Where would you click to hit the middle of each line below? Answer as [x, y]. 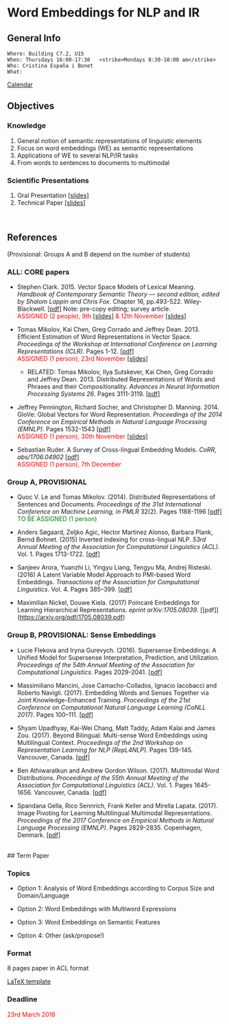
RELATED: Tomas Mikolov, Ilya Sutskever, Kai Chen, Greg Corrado [120, 372]
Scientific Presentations [48, 180]
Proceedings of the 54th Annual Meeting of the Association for [106, 665]
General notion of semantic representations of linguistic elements [109, 141]
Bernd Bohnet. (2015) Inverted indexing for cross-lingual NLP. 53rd [111, 539]
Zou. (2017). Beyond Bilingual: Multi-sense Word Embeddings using [112, 735]
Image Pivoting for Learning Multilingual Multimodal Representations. [114, 813]
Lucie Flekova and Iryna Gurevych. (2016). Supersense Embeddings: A [117, 650]
